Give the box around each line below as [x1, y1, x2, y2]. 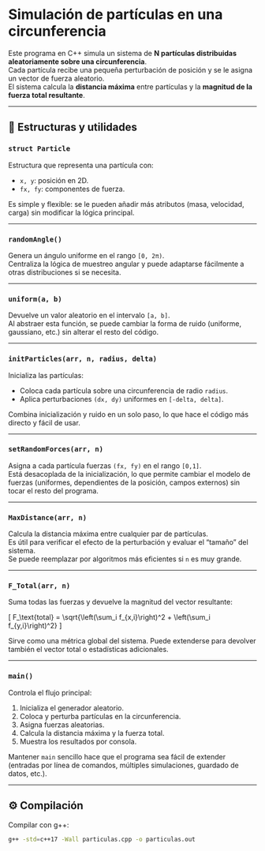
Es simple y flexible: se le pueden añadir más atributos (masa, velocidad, [8, 199, 244, 208]
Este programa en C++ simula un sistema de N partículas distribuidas [8, 48, 237, 58]
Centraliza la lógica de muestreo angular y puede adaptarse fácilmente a [8, 259, 244, 268]
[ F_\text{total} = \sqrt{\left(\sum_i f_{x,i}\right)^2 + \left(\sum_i [8, 613, 211, 622]
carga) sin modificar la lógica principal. [8, 208, 135, 217]
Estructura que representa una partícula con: [8, 160, 154, 170]
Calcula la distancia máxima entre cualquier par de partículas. [8, 529, 209, 538]
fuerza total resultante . [8, 90, 85, 99]
